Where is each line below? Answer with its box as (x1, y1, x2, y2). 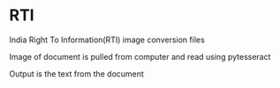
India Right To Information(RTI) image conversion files (9, 34, 205, 45)
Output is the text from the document (9, 68, 144, 79)
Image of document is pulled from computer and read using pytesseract (9, 51, 271, 62)
